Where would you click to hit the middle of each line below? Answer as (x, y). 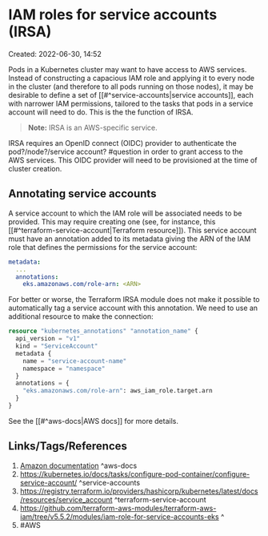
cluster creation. (35, 168)
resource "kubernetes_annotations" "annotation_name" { (103, 331)
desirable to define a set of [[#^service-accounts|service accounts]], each (131, 95)
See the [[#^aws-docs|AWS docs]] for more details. (93, 421)
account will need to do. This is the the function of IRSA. (101, 112)
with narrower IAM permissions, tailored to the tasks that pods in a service (131, 103)
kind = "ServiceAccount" (57, 346)
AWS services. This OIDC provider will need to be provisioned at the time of (133, 160)
